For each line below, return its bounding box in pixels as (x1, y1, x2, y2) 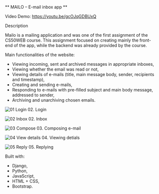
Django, (12, 163, 28, 168)
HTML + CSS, (12, 179, 40, 184)
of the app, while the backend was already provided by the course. (14, 43, 147, 48)
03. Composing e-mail (36, 125, 81, 131)
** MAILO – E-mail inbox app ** (5, 4, 68, 10)
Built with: (5, 153, 25, 159)
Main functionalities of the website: (5, 52, 75, 58)
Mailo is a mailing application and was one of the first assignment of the (5, 32, 148, 38)
